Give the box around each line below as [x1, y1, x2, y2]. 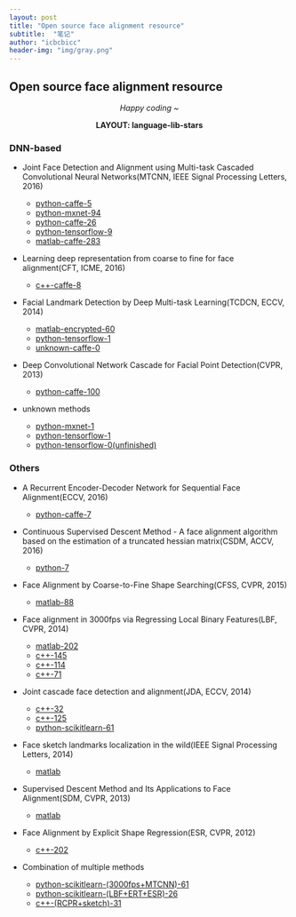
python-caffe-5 [35, 198, 92, 209]
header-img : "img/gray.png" [9, 46, 114, 55]
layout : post [9, 12, 58, 22]
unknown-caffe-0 [35, 343, 100, 354]
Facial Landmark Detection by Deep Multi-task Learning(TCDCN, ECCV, [21, 297, 285, 307]
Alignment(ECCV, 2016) [21, 491, 108, 502]
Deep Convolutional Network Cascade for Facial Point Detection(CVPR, [21, 360, 283, 371]
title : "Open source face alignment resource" [9, 21, 185, 30]
